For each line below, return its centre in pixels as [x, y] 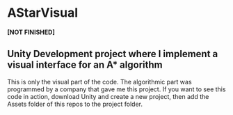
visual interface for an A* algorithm [85, 65]
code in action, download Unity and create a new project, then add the [108, 96]
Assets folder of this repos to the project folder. [75, 104]
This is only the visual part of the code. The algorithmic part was [100, 82]
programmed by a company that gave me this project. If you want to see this [116, 89]
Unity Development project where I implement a [113, 54]
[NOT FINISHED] [31, 32]
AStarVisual [43, 13]
